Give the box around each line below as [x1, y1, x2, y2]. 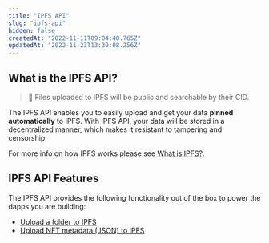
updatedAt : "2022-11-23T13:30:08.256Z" [8, 42, 142, 50]
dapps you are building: [8, 201, 86, 211]
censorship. [8, 133, 48, 142]
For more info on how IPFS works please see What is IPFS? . [8, 149, 205, 158]
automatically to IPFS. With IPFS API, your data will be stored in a [8, 116, 225, 125]
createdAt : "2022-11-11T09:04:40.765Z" [8, 34, 142, 42]
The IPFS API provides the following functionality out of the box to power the [8, 193, 261, 202]
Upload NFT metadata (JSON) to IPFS [19, 225, 145, 235]
